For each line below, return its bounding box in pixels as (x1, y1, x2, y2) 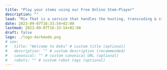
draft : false (5, 30, 32, 35)
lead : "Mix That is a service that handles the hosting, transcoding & (5, 16, 157, 21)
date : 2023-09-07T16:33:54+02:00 (5, 21, 75, 26)
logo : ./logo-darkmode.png (5, 35, 61, 40)
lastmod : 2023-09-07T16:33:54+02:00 (5, 26, 81, 31)
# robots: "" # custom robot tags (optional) (5, 58, 106, 63)
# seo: (5, 39, 19, 44)
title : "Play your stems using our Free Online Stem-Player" (5, 7, 135, 12)
